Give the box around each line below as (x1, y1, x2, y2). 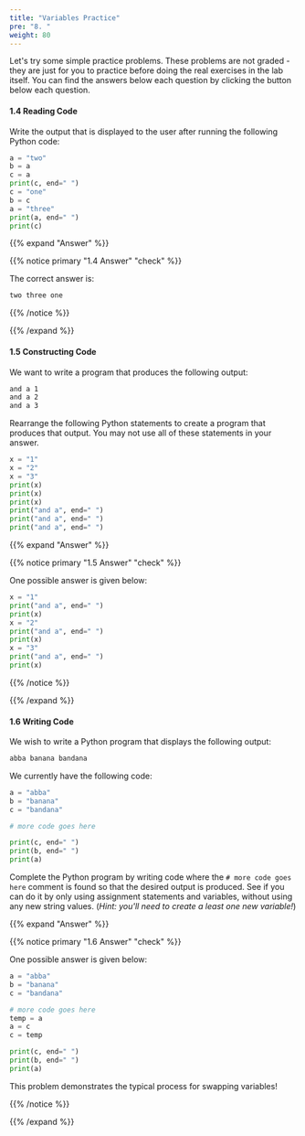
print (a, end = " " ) (9, 212, 79, 222)
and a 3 (9, 402, 39, 411)
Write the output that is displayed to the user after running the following (9, 125, 279, 137)
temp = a (9, 1013, 43, 1023)
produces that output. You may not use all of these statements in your (9, 427, 272, 439)
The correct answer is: (9, 273, 94, 284)
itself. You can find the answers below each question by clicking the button (9, 75, 292, 86)
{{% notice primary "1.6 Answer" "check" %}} (9, 937, 182, 948)
